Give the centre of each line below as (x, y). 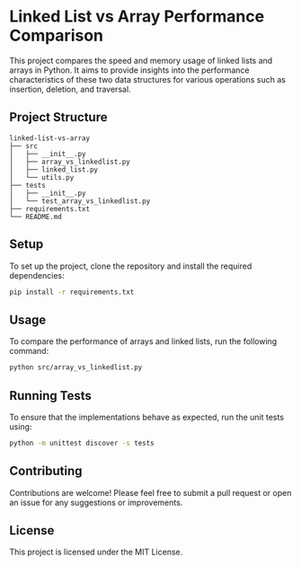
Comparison (57, 35)
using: (21, 426)
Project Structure (58, 117)
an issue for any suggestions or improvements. (96, 502)
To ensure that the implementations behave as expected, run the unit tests (147, 417)
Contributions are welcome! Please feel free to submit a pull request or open (150, 492)
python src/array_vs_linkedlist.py (76, 367)
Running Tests (50, 396)
